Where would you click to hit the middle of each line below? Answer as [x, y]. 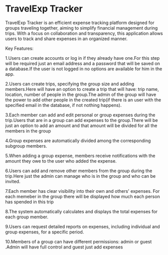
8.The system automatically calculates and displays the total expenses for [81, 211]
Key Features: [19, 48]
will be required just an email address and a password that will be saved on [83, 63]
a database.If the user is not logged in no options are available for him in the [84, 69]
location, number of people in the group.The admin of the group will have [81, 94]
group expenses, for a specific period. [45, 232]
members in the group [28, 131]
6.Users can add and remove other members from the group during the [79, 171]
